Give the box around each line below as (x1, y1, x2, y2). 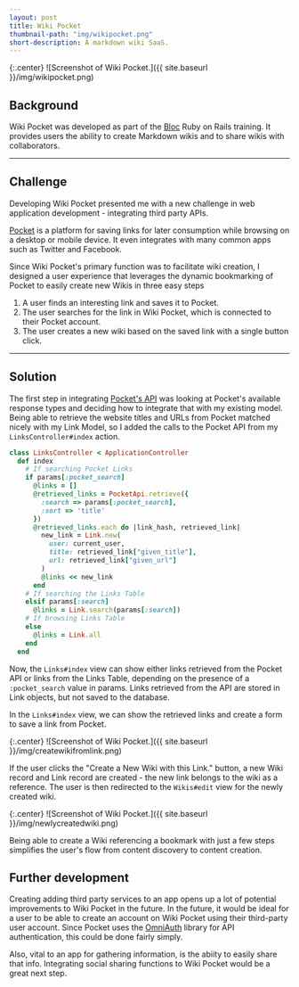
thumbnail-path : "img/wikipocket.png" (9, 29, 153, 38)
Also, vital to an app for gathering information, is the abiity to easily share (9, 949, 278, 959)
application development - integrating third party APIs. (9, 207, 209, 218)
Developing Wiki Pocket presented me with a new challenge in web (9, 198, 255, 209)
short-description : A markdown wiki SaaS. (9, 37, 169, 47)
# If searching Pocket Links (25, 465, 133, 473)
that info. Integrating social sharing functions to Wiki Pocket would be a (9, 958, 271, 969)
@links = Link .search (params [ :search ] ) (32, 605, 181, 615)
